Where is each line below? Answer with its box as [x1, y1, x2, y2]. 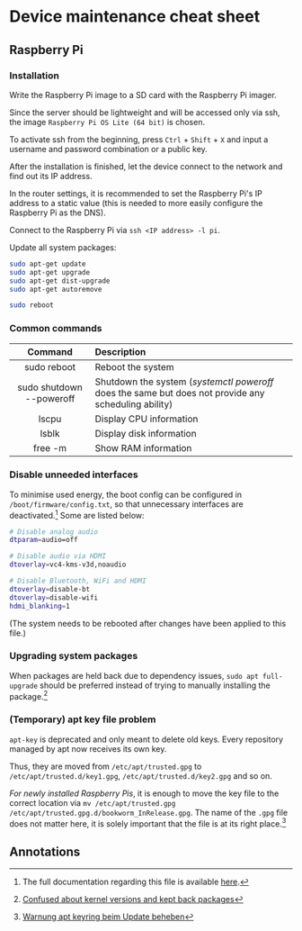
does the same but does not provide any [94, 386, 265, 399]
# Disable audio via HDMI [9, 552, 106, 561]
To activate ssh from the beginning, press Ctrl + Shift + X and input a [9, 133, 269, 145]
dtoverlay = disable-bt [9, 584, 91, 593]
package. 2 [9, 689, 49, 701]
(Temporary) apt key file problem [9, 713, 156, 726]
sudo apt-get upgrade [9, 267, 91, 276]
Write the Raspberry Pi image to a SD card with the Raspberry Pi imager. [9, 89, 277, 100]
